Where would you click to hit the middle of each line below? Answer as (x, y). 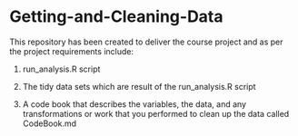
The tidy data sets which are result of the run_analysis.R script (139, 86)
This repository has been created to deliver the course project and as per (146, 42)
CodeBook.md (50, 123)
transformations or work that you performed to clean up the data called (156, 113)
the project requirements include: (72, 51)
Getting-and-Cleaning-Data (117, 17)
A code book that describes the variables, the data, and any (134, 104)
